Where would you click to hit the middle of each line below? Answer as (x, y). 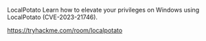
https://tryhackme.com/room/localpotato (65, 30)
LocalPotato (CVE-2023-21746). (53, 17)
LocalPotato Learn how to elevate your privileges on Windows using (103, 10)
